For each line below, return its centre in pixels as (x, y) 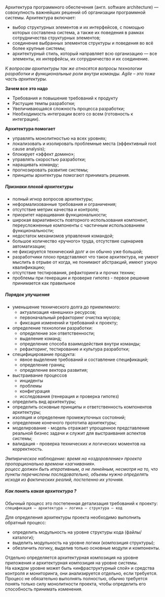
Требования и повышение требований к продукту (65, 98)
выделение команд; (41, 338)
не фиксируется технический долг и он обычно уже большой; (78, 251)
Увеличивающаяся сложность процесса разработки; (68, 109)
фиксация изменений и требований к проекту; (69, 323)
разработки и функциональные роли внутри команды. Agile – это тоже (80, 74)
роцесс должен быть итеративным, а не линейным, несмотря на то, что (82, 469)
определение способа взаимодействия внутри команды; (80, 344)
